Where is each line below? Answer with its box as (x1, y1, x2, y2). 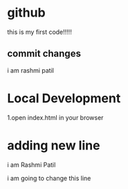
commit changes (7, 48, 82, 60)
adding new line (7, 137, 100, 153)
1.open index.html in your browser (7, 113, 104, 122)
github (7, 5, 46, 21)
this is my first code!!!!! (7, 28, 73, 36)
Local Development (7, 90, 121, 106)
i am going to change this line (7, 174, 91, 182)
